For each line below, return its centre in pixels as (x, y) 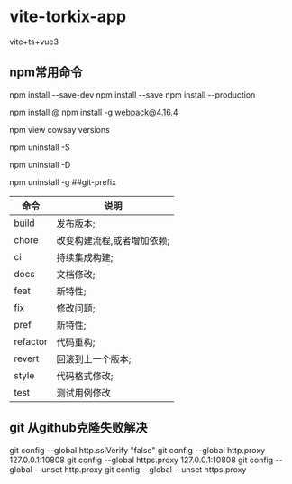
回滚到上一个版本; (94, 358)
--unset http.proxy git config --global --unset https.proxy (141, 469)
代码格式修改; (85, 376)
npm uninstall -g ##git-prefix (63, 181)
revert (27, 358)
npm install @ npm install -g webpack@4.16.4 (94, 112)
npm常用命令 (46, 73)
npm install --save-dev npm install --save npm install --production (132, 94)
